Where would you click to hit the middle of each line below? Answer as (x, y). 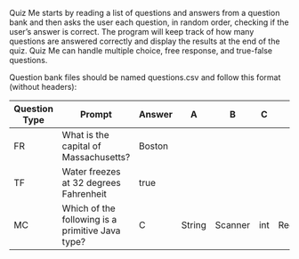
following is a (89, 219)
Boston (154, 146)
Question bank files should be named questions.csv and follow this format (145, 77)
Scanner (233, 225)
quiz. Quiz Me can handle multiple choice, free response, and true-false (141, 51)
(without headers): (43, 87)
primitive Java (91, 231)
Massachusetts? (96, 157)
